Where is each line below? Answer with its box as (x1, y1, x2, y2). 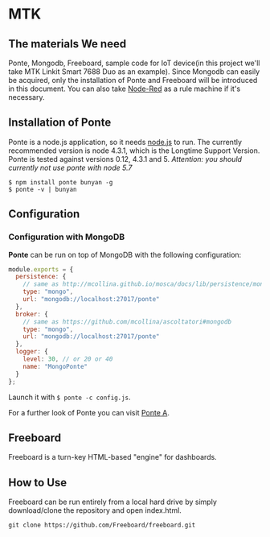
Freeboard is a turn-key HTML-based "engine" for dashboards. (8, 452, 217, 462)
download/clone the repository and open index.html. (8, 506, 182, 515)
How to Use (8, 476, 67, 489)
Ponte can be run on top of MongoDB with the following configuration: (8, 250, 242, 259)
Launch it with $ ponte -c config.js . (8, 392, 131, 402)
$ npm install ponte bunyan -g (8, 178, 113, 186)
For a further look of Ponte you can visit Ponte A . (8, 407, 170, 417)
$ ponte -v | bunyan (8, 185, 78, 193)
